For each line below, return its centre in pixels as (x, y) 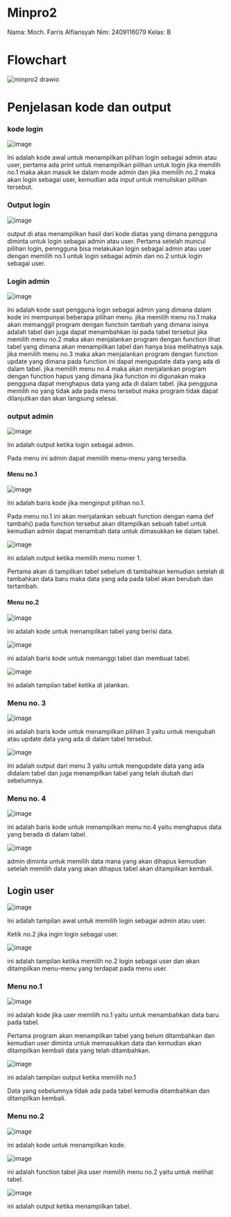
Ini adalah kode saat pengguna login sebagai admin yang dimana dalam (109, 310)
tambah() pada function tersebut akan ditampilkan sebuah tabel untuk (107, 524)
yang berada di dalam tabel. (47, 834)
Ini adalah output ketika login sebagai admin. (71, 445)
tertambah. (23, 586)
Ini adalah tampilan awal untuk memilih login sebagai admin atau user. (107, 921)
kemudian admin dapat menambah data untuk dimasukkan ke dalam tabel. (113, 531)
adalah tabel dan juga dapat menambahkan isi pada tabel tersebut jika (107, 332)
